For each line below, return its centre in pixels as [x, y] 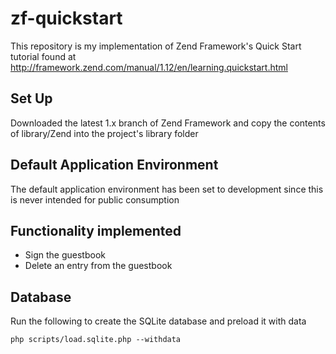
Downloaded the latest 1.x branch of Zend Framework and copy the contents [168, 123]
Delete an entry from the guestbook [98, 266]
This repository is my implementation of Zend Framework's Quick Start [156, 46]
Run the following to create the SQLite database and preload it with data [158, 321]
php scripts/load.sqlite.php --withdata [96, 340]
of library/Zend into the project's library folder [104, 133]
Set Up [31, 98]
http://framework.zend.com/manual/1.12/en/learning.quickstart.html [149, 67]
